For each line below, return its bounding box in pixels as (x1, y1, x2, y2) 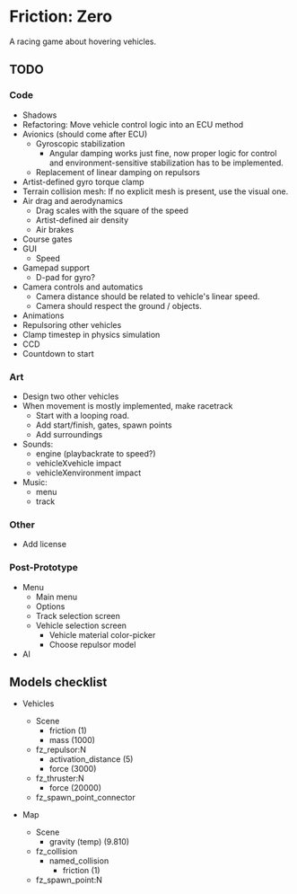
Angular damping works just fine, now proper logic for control (48, 147, 277, 158)
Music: (22, 476, 48, 487)
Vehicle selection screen (35, 620, 127, 631)
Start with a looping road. (35, 410, 130, 420)
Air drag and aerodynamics (22, 195, 124, 206)
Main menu (35, 591, 78, 602)
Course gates (22, 234, 73, 244)
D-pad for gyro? (35, 271, 96, 282)
